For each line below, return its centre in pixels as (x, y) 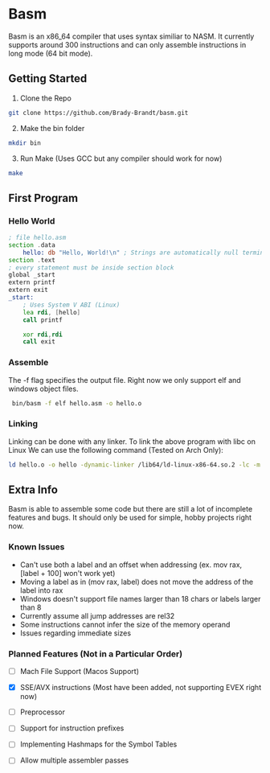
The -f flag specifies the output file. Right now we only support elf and (125, 380)
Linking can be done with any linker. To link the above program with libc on (132, 441)
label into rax (41, 590)
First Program (43, 198)
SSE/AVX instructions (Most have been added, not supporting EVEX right (141, 688)
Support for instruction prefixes (72, 728)
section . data (32, 245)
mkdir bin (25, 143)
